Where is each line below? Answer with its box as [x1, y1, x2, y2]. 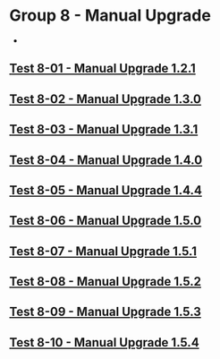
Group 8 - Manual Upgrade [9, 5, 212, 26]
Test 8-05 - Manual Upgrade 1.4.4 [9, 183, 203, 198]
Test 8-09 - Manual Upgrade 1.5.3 [9, 304, 201, 320]
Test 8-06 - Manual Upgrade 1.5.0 [9, 213, 202, 228]
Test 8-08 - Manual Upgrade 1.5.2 [9, 274, 201, 289]
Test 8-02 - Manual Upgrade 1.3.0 [9, 91, 202, 107]
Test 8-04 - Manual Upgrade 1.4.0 [9, 152, 203, 167]
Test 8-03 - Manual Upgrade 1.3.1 [9, 122, 199, 137]
